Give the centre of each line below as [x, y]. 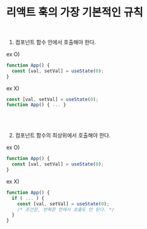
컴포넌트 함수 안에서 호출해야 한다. [55, 42]
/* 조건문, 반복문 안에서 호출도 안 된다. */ [66, 210]
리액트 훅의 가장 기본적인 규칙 [75, 12]
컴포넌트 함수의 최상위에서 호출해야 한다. [63, 135]
